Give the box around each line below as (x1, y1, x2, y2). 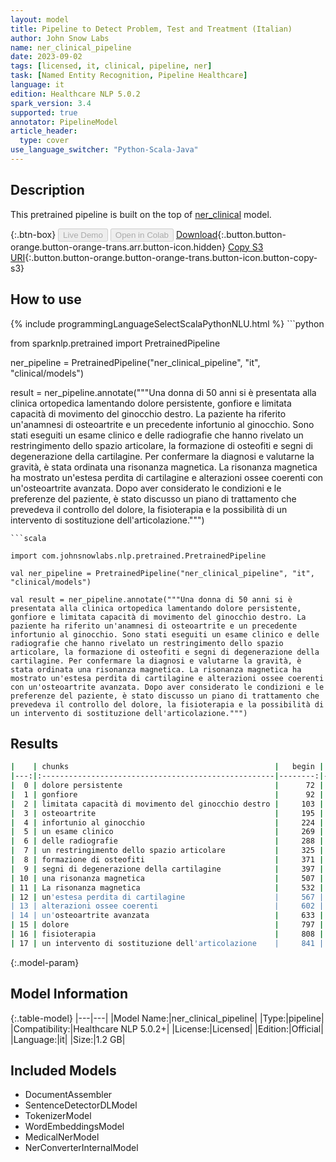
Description (10, 182, 85, 199)
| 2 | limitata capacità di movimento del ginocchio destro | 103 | (10, 799, 325, 809)
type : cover (19, 136, 70, 146)
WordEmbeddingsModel (24, 1121, 125, 1133)
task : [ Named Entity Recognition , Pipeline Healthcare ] (10, 71, 248, 81)
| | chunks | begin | (10, 762, 325, 772)
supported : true (10, 107, 78, 118)
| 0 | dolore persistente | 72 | (10, 781, 325, 791)
